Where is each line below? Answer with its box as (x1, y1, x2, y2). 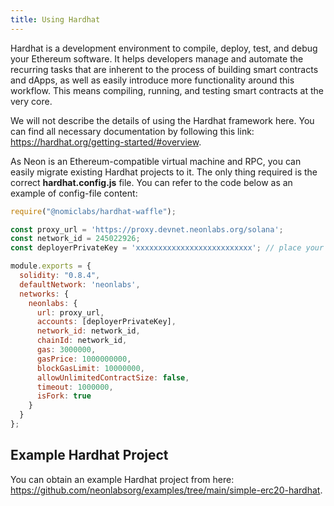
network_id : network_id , (36, 326, 141, 336)
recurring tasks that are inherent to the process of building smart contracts (10, 63, 319, 75)
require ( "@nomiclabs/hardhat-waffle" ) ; (10, 206, 177, 216)
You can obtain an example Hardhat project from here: (10, 473, 235, 485)
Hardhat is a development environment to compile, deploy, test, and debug (10, 42, 318, 54)
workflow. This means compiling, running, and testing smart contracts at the (10, 84, 324, 96)
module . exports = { (10, 261, 92, 271)
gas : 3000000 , (36, 345, 97, 355)
